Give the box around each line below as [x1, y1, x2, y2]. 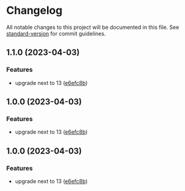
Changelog [6, 4, 63, 17]
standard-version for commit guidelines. [6, 30, 106, 37]
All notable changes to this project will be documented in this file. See [6, 23, 180, 31]
